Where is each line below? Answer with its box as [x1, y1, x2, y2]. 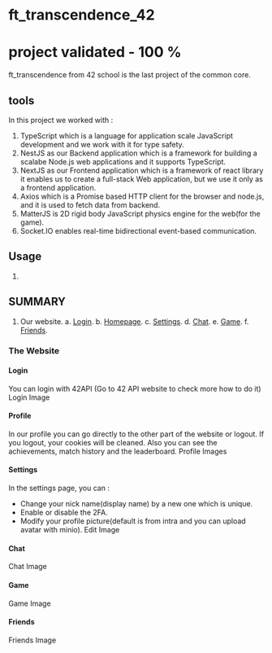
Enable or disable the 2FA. [19, 507, 108, 518]
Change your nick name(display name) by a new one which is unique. [19, 499, 253, 509]
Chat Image [8, 562, 47, 572]
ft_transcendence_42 [8, 6, 156, 24]
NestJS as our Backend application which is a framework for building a [19, 148, 257, 158]
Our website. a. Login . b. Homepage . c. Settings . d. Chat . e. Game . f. [19, 316, 249, 326]
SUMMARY [8, 295, 67, 309]
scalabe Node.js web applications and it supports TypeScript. [19, 156, 226, 166]
